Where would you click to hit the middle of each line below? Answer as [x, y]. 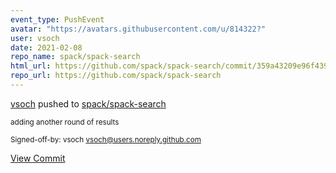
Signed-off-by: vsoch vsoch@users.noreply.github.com [106, 139]
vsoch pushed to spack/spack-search [88, 103]
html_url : [31, 66]
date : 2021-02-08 [46, 47]
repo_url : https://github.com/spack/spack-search [116, 76]
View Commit [38, 158]
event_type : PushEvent [57, 19]
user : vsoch [35, 38]
